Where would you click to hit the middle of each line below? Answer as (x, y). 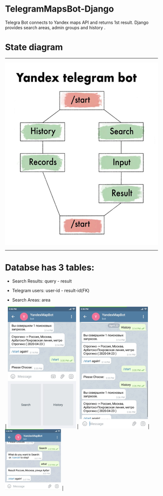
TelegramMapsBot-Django (59, 9)
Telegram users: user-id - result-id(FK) (51, 290)
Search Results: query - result (42, 281)
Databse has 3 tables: (50, 268)
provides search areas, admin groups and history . (55, 27)
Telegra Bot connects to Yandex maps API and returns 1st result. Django (77, 22)
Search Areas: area (31, 300)
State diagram (34, 47)
